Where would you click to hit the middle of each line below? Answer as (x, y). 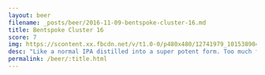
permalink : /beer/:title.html (58, 59)
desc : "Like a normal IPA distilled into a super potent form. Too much (130, 52)
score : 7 (22, 37)
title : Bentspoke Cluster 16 (56, 30)
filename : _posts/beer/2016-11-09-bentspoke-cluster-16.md (107, 23)
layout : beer (30, 15)
